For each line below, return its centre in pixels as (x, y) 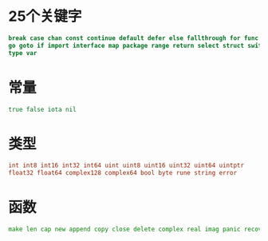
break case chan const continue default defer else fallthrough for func (134, 38)
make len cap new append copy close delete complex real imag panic (124, 229)
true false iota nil (43, 109)
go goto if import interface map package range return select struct (126, 45)
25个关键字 (45, 16)
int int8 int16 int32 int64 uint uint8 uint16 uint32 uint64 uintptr (126, 166)
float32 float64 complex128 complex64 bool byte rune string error (123, 173)
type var (23, 53)
